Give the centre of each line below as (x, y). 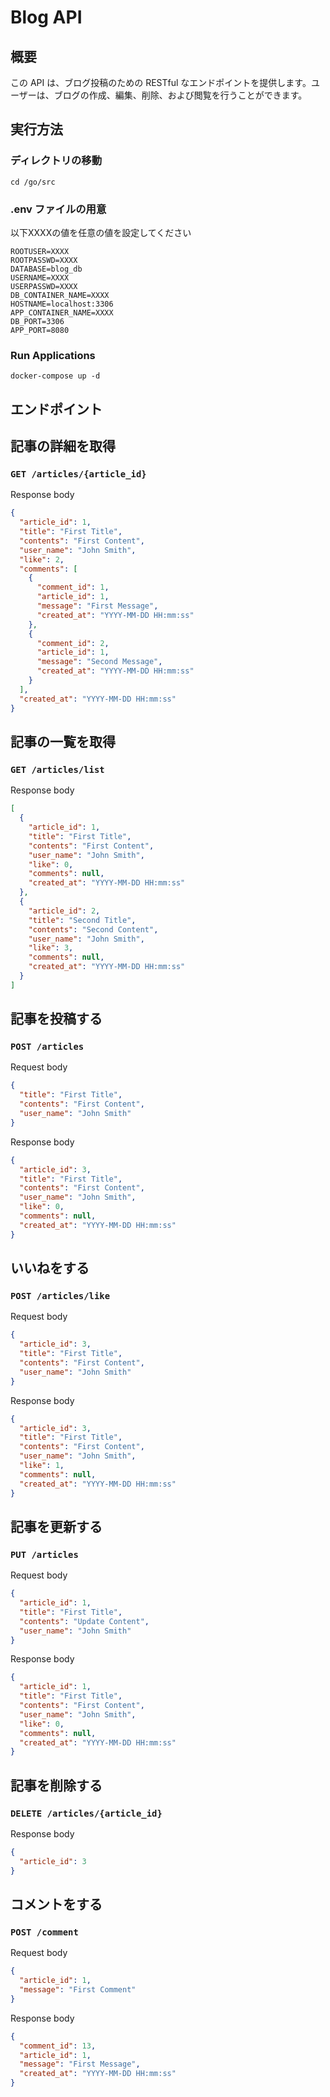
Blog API (46, 17)
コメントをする (56, 1904)
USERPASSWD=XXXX (44, 286)
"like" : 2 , (42, 559)
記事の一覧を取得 (63, 742)
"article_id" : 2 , (64, 911)
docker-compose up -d (55, 376)
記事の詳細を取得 (63, 446)
